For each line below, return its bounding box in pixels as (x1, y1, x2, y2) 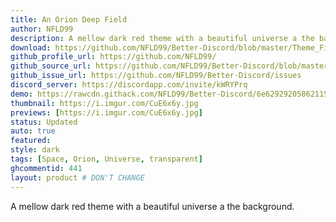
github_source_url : (10, 61, 92, 71)
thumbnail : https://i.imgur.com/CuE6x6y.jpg (10, 98, 199, 108)
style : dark (10, 145, 60, 155)
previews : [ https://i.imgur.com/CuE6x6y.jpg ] (10, 107, 203, 118)
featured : (10, 136, 52, 146)
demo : (10, 89, 33, 99)
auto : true (10, 126, 56, 136)
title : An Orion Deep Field (10, 14, 128, 25)
